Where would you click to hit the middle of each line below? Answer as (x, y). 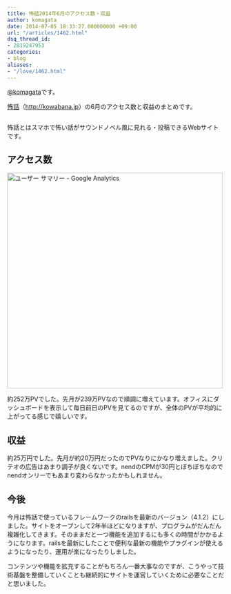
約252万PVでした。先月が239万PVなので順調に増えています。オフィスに (110, 399)
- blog (17, 59)
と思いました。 (28, 583)
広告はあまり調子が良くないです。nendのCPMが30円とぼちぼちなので (124, 467)
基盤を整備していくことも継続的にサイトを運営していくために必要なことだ (119, 575)
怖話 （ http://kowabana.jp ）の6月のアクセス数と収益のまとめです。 (102, 106)
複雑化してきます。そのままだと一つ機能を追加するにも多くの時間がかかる (112, 534)
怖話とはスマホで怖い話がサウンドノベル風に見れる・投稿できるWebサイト (113, 127)
